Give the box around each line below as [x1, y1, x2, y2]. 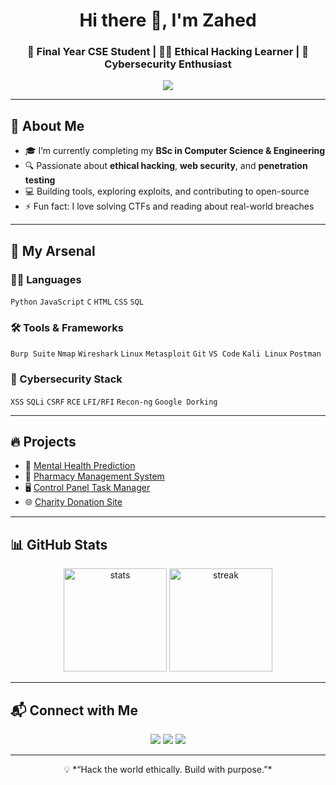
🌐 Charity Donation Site [24, 496, 123, 508]
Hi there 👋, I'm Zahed [79, 9, 257, 32]
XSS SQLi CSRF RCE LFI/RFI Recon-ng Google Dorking [10, 397, 218, 407]
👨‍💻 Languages [10, 272, 82, 286]
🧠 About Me [10, 117, 85, 134]
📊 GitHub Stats [10, 536, 108, 553]
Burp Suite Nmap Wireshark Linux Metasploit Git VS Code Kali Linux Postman [10, 349, 322, 359]
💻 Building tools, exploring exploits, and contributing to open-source [24, 185, 310, 198]
